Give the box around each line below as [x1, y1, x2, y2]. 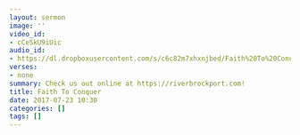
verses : [9, 63, 38, 72]
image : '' [9, 21, 46, 30]
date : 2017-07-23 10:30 [9, 95, 98, 105]
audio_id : [9, 46, 46, 55]
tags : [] [9, 112, 42, 121]
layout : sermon [9, 12, 66, 22]
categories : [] [9, 104, 66, 113]
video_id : [9, 29, 46, 38]
